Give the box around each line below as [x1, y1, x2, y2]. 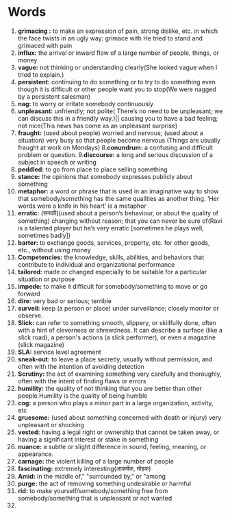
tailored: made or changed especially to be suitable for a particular [17, 267, 207, 276]
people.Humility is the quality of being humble [17, 392, 148, 400]
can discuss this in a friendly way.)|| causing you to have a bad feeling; [17, 114, 218, 122]
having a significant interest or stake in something [17, 435, 159, 443]
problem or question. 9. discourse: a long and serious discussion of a [17, 150, 213, 158]
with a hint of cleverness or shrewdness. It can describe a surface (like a [17, 326, 223, 334]
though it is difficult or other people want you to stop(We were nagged [17, 85, 216, 93]
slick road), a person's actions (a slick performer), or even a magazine [17, 333, 216, 342]
